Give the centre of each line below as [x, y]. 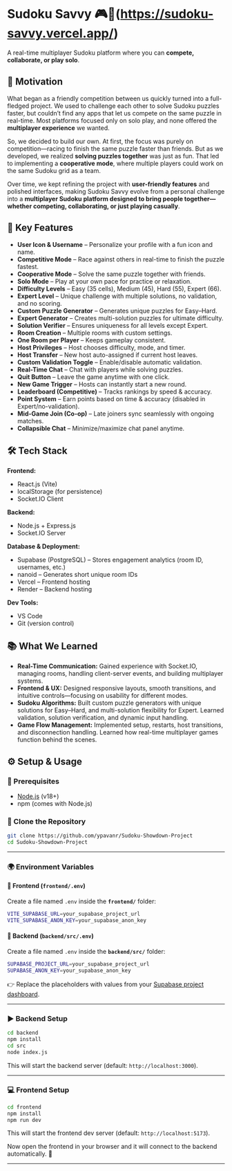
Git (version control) [46, 623]
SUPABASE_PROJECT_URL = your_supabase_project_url [78, 964]
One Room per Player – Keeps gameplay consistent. [91, 340]
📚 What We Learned [52, 646]
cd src [17, 1046]
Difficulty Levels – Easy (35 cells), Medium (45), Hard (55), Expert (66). [119, 288]
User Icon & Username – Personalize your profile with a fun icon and [115, 244]
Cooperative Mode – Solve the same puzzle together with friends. [111, 274]
